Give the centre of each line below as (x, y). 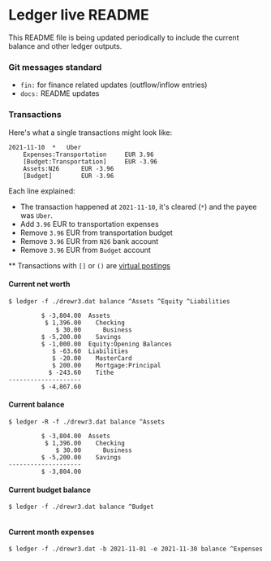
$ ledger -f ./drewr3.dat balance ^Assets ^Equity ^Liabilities (119, 301)
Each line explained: (42, 191)
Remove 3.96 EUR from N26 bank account (89, 241)
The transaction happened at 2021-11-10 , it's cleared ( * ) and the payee (138, 207)
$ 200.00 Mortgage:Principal (106, 365)
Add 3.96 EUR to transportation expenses (90, 224)
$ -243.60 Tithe (81, 372)
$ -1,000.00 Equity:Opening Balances (107, 344)
